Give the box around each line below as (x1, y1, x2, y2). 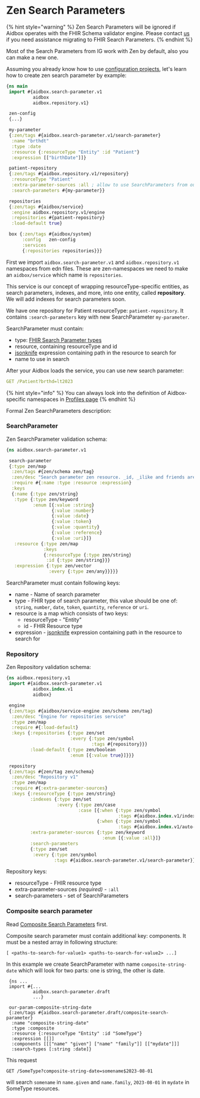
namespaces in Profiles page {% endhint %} (27, 396, 136, 403)
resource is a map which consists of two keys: (14, 610, 129, 617)
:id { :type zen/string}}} (46, 558, 111, 564)
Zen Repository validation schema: (6, 664, 91, 671)
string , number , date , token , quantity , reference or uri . (14, 604, 149, 611)
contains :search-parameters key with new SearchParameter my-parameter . (6, 313, 189, 321)
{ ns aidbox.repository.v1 (6, 675, 70, 681)
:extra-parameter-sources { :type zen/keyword (30, 829, 145, 836)
